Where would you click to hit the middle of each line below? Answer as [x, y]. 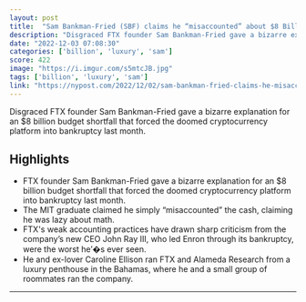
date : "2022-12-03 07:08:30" [65, 43]
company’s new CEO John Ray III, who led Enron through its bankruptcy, [158, 239]
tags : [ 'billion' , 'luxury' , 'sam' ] [79, 77]
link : [20, 86]
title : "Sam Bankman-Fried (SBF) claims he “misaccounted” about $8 [144, 26]
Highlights [40, 160]
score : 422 [30, 60]
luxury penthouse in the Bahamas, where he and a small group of [145, 269]
